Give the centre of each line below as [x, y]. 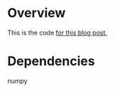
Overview [37, 13]
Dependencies [51, 61]
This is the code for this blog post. [57, 33]
